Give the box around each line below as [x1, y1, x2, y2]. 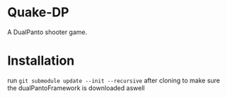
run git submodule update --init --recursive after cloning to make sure [7, 76, 221, 85]
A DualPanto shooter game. [7, 28, 88, 36]
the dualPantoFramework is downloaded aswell [7, 83, 145, 92]
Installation [7, 53, 75, 69]
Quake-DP [7, 4, 69, 21]
